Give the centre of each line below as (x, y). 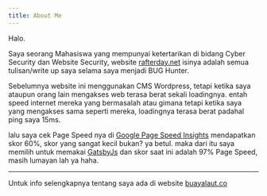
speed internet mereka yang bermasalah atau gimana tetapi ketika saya (125, 102)
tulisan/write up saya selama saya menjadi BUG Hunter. (99, 70)
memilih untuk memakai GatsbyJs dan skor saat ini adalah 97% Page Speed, (133, 152)
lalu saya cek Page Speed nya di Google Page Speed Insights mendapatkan (132, 135)
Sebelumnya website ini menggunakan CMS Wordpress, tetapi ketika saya (130, 86)
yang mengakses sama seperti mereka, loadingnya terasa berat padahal (126, 111)
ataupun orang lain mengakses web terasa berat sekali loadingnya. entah (128, 94)
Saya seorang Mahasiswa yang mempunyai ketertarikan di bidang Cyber (127, 53)
